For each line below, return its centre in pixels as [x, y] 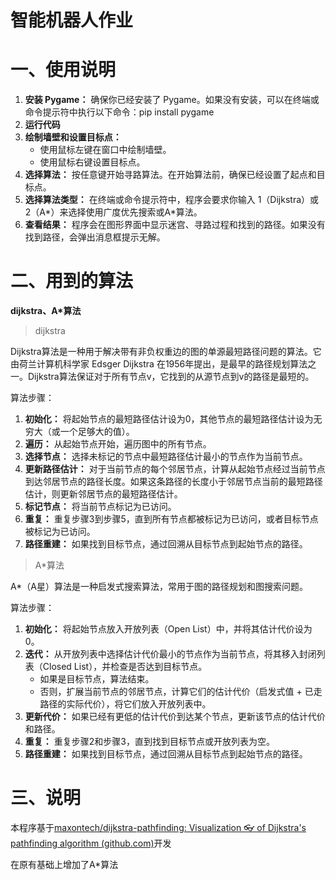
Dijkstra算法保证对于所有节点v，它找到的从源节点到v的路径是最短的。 [171, 377]
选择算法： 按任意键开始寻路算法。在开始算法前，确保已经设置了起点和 [170, 175]
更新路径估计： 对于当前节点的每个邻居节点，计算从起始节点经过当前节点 [175, 469]
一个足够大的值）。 [97, 432]
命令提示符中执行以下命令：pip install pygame [119, 112]
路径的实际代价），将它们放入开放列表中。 [125, 704]
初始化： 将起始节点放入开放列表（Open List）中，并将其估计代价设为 [168, 629]
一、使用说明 [63, 70]
